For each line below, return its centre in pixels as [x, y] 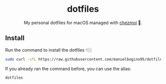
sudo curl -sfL [21, 59]
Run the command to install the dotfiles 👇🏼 [49, 50]
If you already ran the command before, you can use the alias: [68, 69]
